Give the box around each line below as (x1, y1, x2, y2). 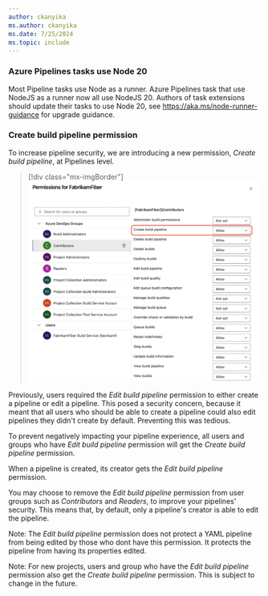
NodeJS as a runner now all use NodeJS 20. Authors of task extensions (8, 92, 246, 102)
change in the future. (8, 578, 78, 589)
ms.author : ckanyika (8, 21, 78, 30)
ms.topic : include (8, 39, 70, 47)
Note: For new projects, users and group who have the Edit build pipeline (8, 562, 250, 571)
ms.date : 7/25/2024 (8, 30, 74, 38)
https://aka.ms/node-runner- (162, 101, 258, 111)
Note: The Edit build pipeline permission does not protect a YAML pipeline (8, 529, 253, 539)
